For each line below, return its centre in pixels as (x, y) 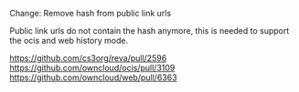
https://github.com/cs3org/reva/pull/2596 (88, 58)
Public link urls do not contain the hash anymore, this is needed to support (149, 31)
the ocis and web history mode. (69, 41)
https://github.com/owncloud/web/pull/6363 (93, 77)
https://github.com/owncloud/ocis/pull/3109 (92, 68)
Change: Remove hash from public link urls (91, 13)
